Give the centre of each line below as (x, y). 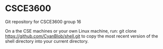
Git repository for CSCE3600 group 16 (43, 22)
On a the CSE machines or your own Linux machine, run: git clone (71, 31)
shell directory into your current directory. (47, 41)
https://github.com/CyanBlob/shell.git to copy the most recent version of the (81, 36)
